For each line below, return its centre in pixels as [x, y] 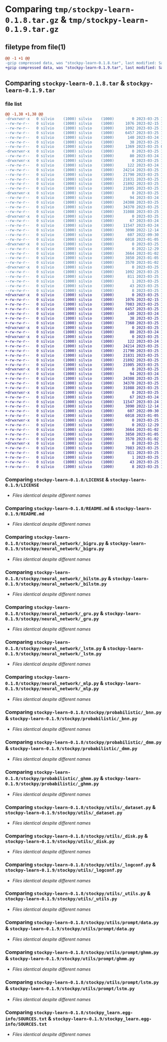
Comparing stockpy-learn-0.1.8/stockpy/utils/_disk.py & [77, 835]
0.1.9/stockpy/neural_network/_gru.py [52, 619]
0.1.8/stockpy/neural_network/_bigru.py [55, 544]
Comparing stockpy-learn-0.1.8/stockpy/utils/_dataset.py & [81, 807]
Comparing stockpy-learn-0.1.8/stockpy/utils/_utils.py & [78, 893]
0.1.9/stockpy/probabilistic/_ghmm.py [52, 784]
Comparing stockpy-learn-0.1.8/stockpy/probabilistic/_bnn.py [83, 712]
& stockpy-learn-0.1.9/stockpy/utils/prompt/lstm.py [70, 989]
